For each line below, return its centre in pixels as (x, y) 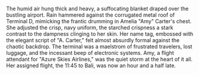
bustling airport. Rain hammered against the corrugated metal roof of (91, 15)
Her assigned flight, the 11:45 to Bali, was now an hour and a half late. (91, 65)
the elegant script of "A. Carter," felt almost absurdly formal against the (93, 40)
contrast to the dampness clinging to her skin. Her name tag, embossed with (100, 34)
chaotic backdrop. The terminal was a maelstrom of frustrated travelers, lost (99, 46)
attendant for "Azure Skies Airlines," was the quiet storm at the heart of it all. (99, 59)
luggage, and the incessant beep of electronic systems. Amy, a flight (90, 53)
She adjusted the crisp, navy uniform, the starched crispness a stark (90, 27)
